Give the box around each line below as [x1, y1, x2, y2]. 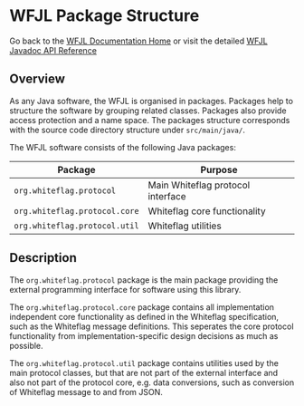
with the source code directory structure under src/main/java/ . [9, 124, 246, 135]
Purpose [200, 163, 238, 176]
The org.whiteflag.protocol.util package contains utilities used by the [9, 357, 279, 368]
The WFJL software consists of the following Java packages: [9, 141, 237, 152]
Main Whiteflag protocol [147, 179, 251, 191]
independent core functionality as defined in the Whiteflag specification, [9, 311, 279, 322]
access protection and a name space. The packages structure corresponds [9, 114, 290, 125]
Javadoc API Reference [9, 44, 98, 55]
